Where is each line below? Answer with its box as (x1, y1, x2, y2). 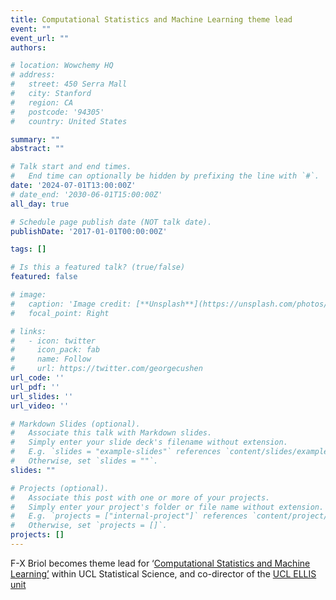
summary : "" (10, 134, 60, 145)
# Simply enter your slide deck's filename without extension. (10, 437, 288, 448)
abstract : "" (10, 144, 65, 154)
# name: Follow (10, 354, 92, 365)
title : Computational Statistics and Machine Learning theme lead (10, 14, 293, 25)
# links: (10, 326, 47, 336)
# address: (10, 70, 56, 80)
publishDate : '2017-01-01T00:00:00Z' (10, 226, 168, 236)
